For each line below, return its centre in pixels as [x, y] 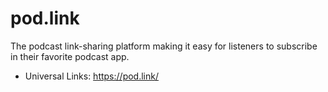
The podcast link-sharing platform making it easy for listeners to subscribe [164, 46]
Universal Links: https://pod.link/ [91, 76]
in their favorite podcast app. [70, 56]
